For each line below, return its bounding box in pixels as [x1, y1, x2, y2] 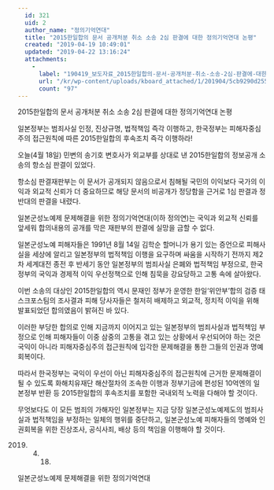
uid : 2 [24, 19, 46, 27]
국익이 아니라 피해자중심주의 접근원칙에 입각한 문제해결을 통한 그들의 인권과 [17, 342, 250, 352]
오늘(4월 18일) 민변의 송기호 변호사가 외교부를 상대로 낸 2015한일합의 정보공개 [17, 150, 257, 160]
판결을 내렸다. [38, 197, 81, 206]
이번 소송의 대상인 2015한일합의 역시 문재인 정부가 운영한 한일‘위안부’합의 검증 [17, 286, 257, 296]
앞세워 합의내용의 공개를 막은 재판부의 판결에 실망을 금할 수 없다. [17, 223, 216, 233]
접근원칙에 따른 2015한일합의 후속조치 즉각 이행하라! [31, 134, 193, 143]
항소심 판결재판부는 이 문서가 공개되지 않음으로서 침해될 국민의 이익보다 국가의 [17, 177, 257, 186]
